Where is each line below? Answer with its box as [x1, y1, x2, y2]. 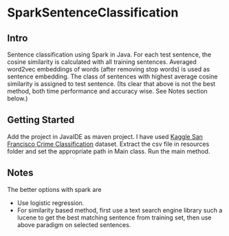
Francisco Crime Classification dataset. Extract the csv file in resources [7, 140, 210, 148]
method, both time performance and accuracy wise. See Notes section [7, 87, 208, 95]
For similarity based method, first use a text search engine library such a [17, 206, 223, 214]
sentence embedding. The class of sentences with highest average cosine [7, 72, 218, 81]
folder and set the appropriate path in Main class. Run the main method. [7, 147, 210, 155]
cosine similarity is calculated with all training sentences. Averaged [7, 58, 197, 66]
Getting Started [7, 114, 75, 126]
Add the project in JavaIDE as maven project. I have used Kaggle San [7, 132, 203, 140]
